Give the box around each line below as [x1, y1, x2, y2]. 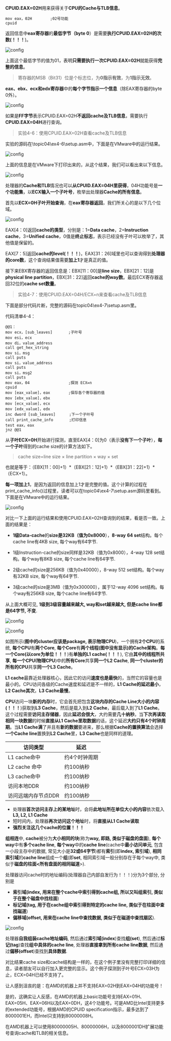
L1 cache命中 [8, 754, 41, 761]
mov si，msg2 [5, 370, 32, 375]
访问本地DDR [8, 783, 39, 789]
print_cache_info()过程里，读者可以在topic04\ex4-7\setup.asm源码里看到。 [5, 488, 164, 494]
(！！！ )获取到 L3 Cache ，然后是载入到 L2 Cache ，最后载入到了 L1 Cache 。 [5, 705, 162, 711]
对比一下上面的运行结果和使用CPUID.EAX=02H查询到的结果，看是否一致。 [5, 515, 161, 521]
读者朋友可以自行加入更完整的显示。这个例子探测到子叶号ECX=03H [14, 965, 155, 971]
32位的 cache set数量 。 [9, 281, 59, 286]
